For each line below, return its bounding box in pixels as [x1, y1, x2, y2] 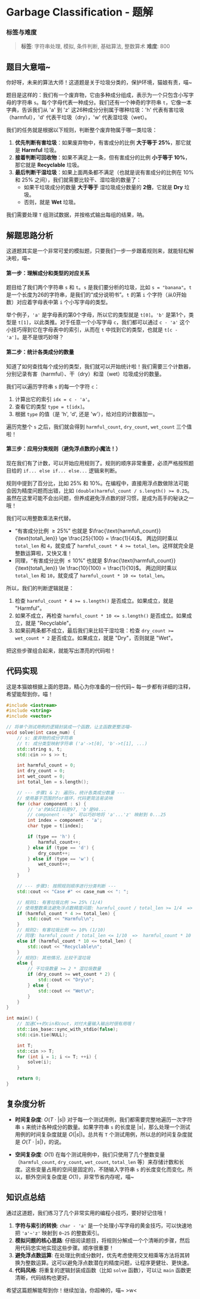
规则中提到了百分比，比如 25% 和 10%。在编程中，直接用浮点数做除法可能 [6, 480, 189, 487]
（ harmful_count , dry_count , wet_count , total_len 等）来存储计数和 [14, 1158, 180, 1165]
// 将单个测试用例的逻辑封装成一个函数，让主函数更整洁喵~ [6, 724, 132, 730]
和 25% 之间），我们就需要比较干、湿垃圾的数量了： [14, 176, 142, 183]
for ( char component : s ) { [17, 801, 86, 807]
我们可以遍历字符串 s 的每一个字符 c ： [6, 383, 100, 390]
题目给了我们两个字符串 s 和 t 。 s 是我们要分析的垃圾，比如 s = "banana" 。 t [6, 284, 192, 291]
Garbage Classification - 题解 [6, 5, 154, 19]
